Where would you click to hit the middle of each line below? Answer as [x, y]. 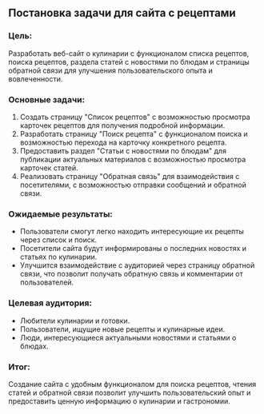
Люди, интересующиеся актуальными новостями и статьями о [128, 337]
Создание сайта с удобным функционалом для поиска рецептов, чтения [132, 384]
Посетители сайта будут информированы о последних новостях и [133, 249]
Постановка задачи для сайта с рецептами [122, 13]
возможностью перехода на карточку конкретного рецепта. [123, 142]
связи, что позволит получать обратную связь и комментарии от [131, 274]
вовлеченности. [36, 78]
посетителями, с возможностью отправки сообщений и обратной [133, 185]
